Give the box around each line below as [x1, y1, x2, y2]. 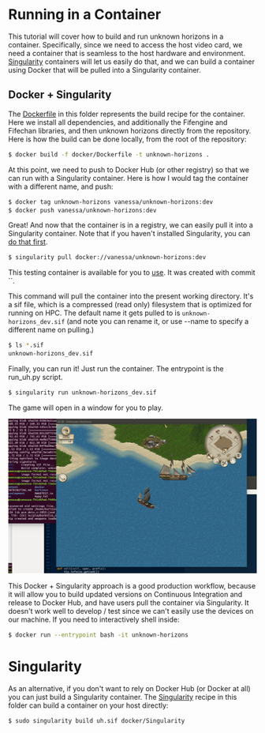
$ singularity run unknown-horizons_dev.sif [8, 389, 157, 397]
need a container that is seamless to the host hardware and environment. [8, 48, 246, 58]
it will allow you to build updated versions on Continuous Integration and [8, 590, 243, 600]
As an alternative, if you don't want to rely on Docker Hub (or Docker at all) [8, 684, 251, 694]
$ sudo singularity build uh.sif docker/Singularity [8, 717, 185, 725]
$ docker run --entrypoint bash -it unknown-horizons [8, 631, 189, 639]
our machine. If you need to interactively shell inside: [8, 615, 180, 625]
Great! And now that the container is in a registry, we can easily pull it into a [8, 220, 254, 230]
